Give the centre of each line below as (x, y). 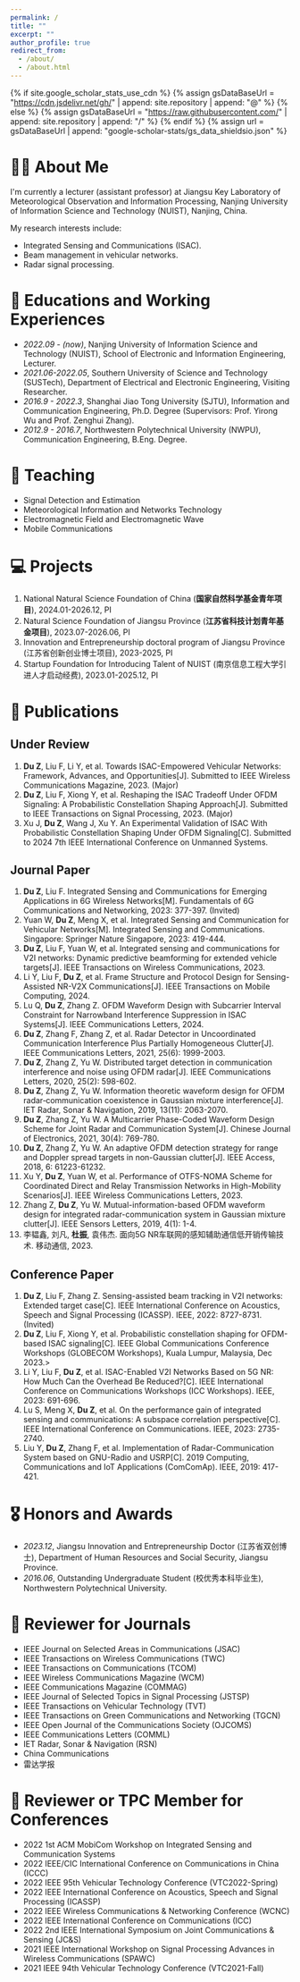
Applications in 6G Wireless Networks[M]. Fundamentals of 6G (138, 901)
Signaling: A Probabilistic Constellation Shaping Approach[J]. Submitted (155, 804)
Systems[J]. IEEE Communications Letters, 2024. (113, 1025)
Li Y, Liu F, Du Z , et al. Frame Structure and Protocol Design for (138, 977)
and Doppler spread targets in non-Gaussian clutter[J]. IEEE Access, (149, 1158)
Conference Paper (62, 1274)
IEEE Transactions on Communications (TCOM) (110, 1668)
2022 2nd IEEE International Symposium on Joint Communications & (149, 1930)
